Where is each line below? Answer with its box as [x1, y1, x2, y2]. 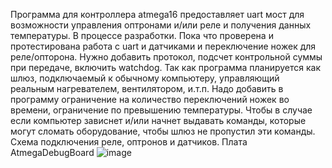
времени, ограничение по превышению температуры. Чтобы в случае [10, 104, 313, 116]
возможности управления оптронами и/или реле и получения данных [10, 19, 312, 31]
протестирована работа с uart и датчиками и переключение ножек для [10, 40, 317, 52]
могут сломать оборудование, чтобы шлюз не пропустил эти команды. [10, 125, 316, 137]
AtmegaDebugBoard [10, 147, 95, 158]
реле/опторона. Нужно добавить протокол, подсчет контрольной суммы [10, 51, 323, 63]
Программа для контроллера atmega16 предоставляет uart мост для [10, 9, 305, 20]
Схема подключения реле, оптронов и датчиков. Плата [10, 136, 248, 148]
